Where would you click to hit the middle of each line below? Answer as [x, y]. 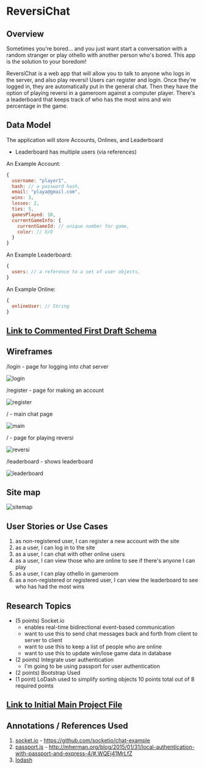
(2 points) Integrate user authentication [64, 660]
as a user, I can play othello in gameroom [67, 574]
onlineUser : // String [41, 306]
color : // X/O [35, 232]
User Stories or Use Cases [57, 526]
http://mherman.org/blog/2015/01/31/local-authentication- [122, 747]
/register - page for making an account [55, 390]
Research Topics [39, 606]
